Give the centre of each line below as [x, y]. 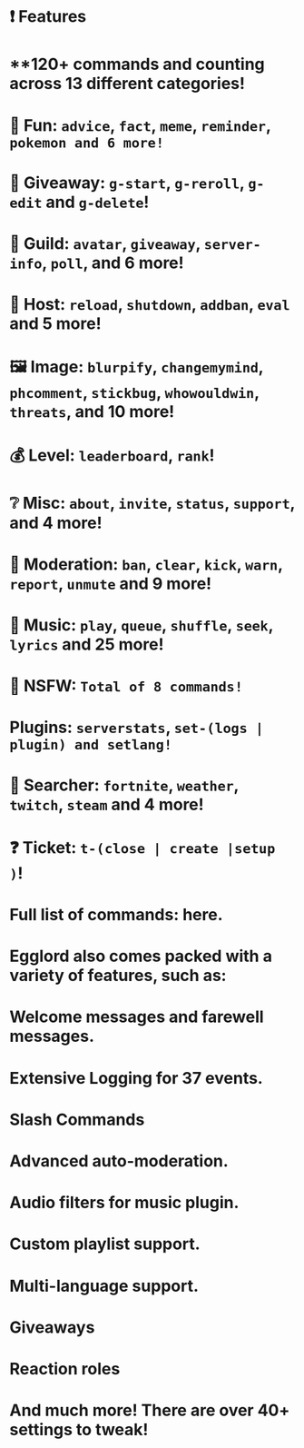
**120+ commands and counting [137, 64]
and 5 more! [55, 324]
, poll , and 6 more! [113, 263]
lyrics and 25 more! [87, 645]
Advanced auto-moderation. [119, 1160]
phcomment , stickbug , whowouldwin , [134, 393]
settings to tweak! [79, 1430]
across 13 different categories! [127, 84]
